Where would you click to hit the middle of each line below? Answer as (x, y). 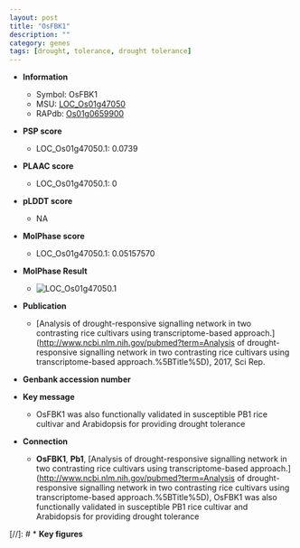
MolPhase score (53, 237)
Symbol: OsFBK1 (66, 95)
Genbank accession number (76, 379)
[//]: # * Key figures (46, 534)
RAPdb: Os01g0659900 (80, 114)
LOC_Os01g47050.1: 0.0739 (87, 149)
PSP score (42, 131)
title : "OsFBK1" (40, 26)
